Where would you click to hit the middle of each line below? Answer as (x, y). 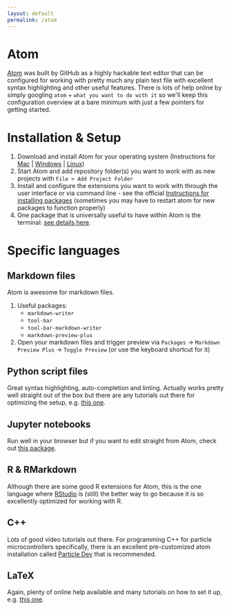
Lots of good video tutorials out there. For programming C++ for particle (110, 539)
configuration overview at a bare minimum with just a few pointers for (106, 102)
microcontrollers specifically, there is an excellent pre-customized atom (109, 547)
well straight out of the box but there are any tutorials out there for (101, 395)
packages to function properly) (61, 208)
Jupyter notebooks (49, 424)
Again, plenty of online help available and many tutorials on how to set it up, (115, 592)
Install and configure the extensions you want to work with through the (118, 186)
